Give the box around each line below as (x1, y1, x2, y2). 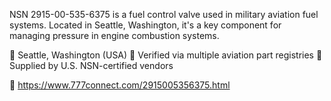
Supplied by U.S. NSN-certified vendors (9, 60, 174, 71)
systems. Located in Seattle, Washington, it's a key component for (9, 19, 282, 31)
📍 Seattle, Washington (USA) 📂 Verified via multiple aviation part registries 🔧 (9, 49, 323, 61)
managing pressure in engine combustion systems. (9, 30, 220, 41)
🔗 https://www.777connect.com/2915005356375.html (9, 79, 231, 91)
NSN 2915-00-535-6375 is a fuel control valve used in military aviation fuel (9, 9, 319, 20)
